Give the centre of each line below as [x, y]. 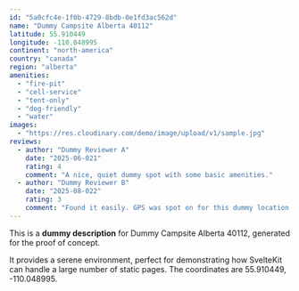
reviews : [25, 141]
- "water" [35, 117]
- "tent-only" [43, 100]
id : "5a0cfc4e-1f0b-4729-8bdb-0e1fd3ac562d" [93, 17]
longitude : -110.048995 [54, 42]
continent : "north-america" [62, 51]
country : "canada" [43, 59]
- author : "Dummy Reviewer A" [73, 150]
